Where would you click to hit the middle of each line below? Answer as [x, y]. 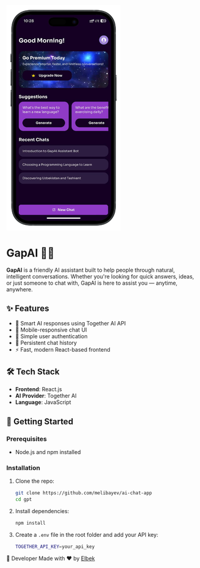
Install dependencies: [42, 511]
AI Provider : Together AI [46, 396]
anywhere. [20, 289]
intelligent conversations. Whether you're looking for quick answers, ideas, [100, 276]
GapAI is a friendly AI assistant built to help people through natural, [91, 270]
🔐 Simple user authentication [51, 336]
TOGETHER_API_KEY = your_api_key [55, 547]
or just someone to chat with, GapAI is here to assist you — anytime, [92, 283]
